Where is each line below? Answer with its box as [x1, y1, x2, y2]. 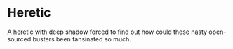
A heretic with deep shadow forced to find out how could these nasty [7, 28, 208, 36]
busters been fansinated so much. [32, 35, 132, 43]
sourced [7, 35, 32, 43]
